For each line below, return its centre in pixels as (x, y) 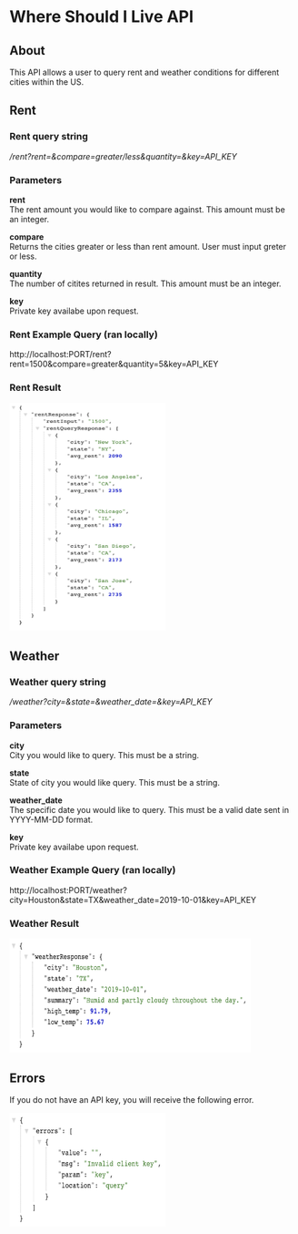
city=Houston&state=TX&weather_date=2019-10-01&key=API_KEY (133, 900)
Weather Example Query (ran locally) (93, 870)
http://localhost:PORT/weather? (68, 890)
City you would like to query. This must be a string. (104, 755)
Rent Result (35, 387)
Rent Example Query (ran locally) (84, 334)
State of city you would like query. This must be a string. (115, 782)
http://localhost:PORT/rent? (60, 355)
